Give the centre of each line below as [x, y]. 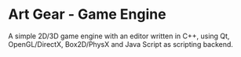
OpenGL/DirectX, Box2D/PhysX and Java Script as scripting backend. [121, 44]
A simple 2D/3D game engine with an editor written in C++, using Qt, [119, 36]
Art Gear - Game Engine [87, 14]
